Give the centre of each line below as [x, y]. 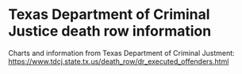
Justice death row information [110, 31]
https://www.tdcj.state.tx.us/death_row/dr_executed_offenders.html [119, 61]
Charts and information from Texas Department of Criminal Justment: [122, 53]
